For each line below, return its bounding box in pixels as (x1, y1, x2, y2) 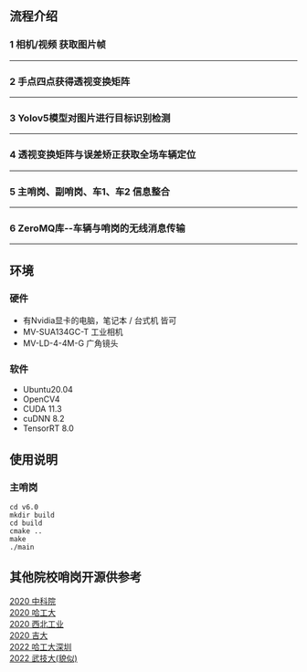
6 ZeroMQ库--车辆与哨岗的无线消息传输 (9, 222, 185, 235)
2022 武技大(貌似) (9, 652, 78, 664)
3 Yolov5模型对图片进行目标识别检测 (9, 111, 171, 124)
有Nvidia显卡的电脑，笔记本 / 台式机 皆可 (22, 314, 177, 326)
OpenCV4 (22, 394, 60, 404)
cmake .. (9, 526, 43, 536)
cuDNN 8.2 (22, 414, 66, 425)
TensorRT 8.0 (22, 423, 75, 434)
